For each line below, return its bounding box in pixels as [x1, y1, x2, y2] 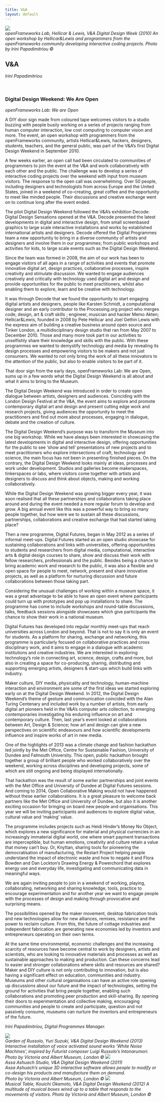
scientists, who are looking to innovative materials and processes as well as [5, 951, 158, 957]
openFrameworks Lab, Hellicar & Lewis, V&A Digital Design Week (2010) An [5, 30, 159, 36]
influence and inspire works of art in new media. [5, 732, 103, 738]
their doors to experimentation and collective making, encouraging [5, 998, 140, 1004]
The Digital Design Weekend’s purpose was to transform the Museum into [5, 429, 155, 435]
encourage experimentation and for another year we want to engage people [5, 890, 159, 896]
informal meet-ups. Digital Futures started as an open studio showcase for [5, 536, 156, 542]
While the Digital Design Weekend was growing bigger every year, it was [5, 490, 152, 496]
